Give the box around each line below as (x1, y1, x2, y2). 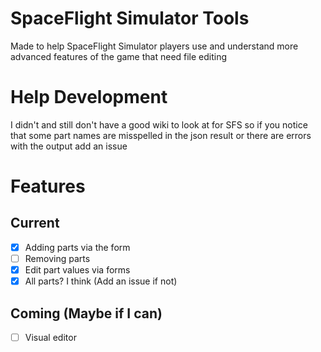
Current (10, 215, 60, 232)
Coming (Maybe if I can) (10, 305, 163, 322)
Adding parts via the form (24, 241, 131, 253)
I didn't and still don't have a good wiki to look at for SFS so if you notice (10, 118, 308, 131)
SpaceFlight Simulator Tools (10, 7, 250, 30)
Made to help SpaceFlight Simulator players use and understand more (10, 40, 299, 52)
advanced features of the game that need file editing (10, 50, 228, 62)
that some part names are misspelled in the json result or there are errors (10, 129, 312, 141)
